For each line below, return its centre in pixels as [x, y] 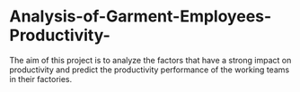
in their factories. [41, 79]
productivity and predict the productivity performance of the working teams [150, 70]
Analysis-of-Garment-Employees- [141, 17]
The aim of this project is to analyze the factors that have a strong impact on [150, 60]
